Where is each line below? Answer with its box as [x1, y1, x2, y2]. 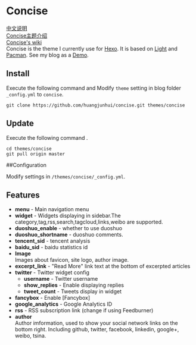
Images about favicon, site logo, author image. [14, 256, 129, 264]
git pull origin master [6, 150, 66, 157]
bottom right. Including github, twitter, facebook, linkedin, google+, [14, 326, 179, 333]
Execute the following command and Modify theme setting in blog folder [6, 84, 182, 92]
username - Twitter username [23, 275, 98, 283]
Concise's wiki [6, 39, 42, 46]
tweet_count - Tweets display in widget [23, 288, 122, 295]
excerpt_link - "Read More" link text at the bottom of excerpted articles [14, 263, 191, 270]
